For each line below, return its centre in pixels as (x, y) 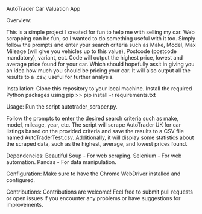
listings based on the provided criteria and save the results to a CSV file (95, 131)
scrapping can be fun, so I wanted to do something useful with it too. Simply (101, 38)
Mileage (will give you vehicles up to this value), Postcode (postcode (91, 51)
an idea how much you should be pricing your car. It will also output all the (99, 71)
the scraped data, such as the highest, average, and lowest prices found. (97, 144)
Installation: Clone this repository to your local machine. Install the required (99, 89)
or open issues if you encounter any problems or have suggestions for (93, 198)
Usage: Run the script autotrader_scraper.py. (62, 107)
